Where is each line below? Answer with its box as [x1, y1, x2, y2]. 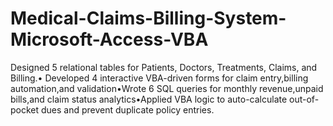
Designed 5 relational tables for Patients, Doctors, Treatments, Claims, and [10, 61, 318, 73]
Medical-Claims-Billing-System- [10, 7, 287, 30]
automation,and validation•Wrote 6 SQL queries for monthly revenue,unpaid [10, 82, 324, 94]
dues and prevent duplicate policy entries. [41, 103, 215, 116]
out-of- [289, 93, 320, 105]
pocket [10, 103, 40, 116]
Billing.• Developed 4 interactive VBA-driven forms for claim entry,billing [10, 72, 309, 84]
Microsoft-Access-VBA [10, 28, 209, 51]
